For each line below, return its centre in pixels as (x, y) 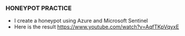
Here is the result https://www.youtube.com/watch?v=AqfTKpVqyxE (96, 27)
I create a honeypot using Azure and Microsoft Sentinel (81, 21)
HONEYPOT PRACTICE (39, 8)
